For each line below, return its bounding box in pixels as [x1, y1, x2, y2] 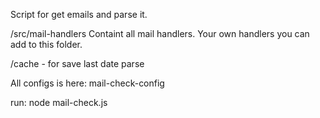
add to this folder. [10, 39, 83, 50]
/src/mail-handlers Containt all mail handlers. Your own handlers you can [10, 28, 310, 39]
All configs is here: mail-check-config [10, 77, 165, 89]
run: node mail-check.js [10, 97, 108, 108]
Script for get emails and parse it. [10, 9, 148, 20]
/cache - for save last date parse [10, 58, 145, 69]
